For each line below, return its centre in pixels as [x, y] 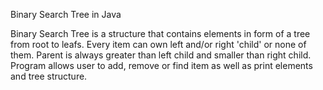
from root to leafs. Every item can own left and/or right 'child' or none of [158, 44]
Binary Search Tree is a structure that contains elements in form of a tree [160, 33]
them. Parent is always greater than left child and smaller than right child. [161, 55]
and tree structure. [49, 76]
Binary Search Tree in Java [66, 14]
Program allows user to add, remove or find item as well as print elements [161, 65]
